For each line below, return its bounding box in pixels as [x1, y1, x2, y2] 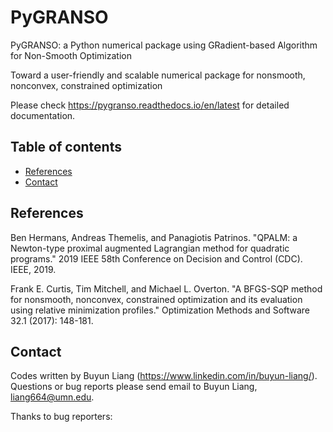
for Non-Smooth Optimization [10, 49, 132, 61]
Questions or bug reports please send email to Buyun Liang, [10, 381, 258, 393]
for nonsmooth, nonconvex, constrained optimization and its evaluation [10, 293, 303, 305]
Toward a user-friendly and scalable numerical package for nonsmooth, [10, 69, 306, 81]
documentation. [10, 109, 76, 121]
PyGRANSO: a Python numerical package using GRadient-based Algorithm [10, 39, 318, 51]
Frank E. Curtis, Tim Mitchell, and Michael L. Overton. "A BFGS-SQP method [10, 282, 323, 295]
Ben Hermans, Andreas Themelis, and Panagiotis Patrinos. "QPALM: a [10, 231, 298, 243]
